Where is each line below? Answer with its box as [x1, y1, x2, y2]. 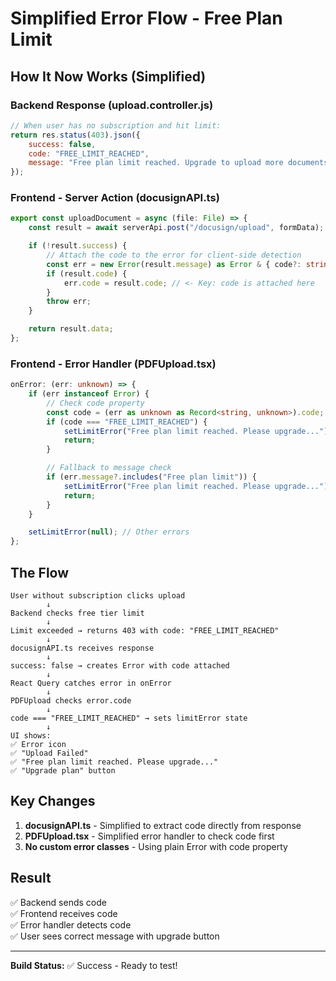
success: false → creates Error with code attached [10, 661, 230, 671]
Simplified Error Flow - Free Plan [10, 7, 283, 30]
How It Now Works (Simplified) [10, 68, 207, 85]
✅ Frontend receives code [10, 907, 118, 919]
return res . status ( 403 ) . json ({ [10, 130, 141, 140]
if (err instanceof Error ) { [28, 389, 150, 399]
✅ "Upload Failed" [10, 748, 89, 759]
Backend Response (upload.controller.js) [10, 98, 214, 112]
